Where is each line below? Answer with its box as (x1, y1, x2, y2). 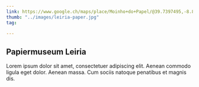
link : (6, 8, 20, 15)
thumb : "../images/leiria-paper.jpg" (6, 14, 99, 20)
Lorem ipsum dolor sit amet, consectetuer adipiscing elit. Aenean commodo (6, 63, 191, 70)
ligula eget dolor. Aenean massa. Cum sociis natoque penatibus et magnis (6, 69, 187, 76)
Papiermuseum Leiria (6, 47, 86, 57)
